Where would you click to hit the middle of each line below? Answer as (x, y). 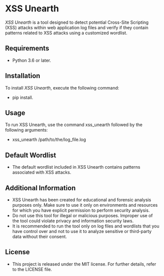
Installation (23, 76)
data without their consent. (40, 236)
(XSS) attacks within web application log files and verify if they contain (77, 27)
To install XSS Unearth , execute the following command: (62, 88)
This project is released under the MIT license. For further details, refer (84, 264)
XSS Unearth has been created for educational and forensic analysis (82, 200)
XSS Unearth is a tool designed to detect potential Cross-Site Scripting (77, 22)
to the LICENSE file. (32, 269)
